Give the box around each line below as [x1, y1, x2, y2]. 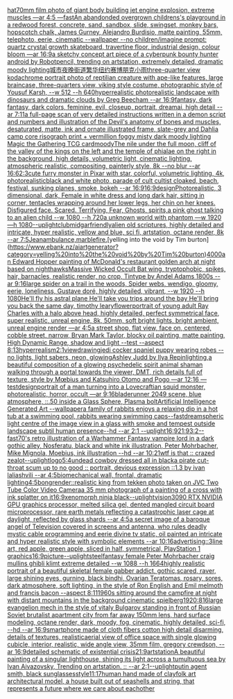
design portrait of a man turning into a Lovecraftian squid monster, [17, 382, 206, 391]
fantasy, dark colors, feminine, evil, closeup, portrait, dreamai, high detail [7, 103, 216, 111]
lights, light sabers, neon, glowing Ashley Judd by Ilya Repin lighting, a [16, 353, 213, 361]
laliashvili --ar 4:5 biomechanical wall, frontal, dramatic [7, 471, 163, 479]
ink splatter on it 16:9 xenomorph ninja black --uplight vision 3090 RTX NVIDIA [7, 493, 223, 501]
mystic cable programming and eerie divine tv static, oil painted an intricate [7, 530, 223, 538]
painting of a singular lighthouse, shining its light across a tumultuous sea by [7, 655, 226, 663]
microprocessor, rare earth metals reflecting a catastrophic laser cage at [7, 508, 214, 515]
